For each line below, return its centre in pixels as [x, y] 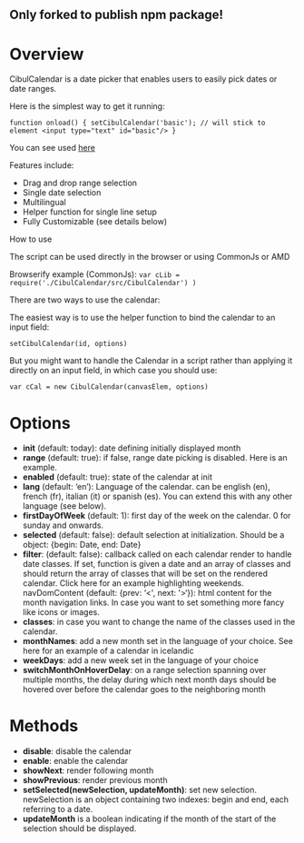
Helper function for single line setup [89, 212]
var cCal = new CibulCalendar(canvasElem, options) [109, 387]
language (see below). [64, 506]
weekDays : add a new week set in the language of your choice [140, 660]
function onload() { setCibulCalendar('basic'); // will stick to [137, 123]
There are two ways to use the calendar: [85, 300]
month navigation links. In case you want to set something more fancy [153, 602]
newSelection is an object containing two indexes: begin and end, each [155, 799]
